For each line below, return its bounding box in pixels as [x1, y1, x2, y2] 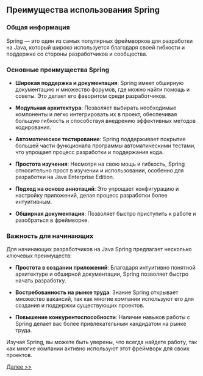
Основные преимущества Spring [6, 65, 110, 74]
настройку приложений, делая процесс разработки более [15, 191, 168, 199]
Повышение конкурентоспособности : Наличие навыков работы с [15, 314, 191, 321]
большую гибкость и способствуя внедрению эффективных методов [15, 117, 196, 124]
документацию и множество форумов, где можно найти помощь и [15, 86, 190, 93]
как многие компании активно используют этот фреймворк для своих [6, 345, 190, 352]
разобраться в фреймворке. [15, 216, 90, 224]
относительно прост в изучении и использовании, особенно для [15, 166, 184, 174]
